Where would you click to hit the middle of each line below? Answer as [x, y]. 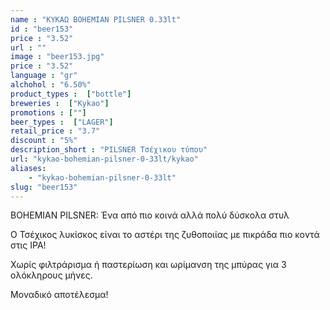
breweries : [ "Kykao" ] [60, 103]
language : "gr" [44, 76]
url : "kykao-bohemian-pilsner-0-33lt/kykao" [104, 159]
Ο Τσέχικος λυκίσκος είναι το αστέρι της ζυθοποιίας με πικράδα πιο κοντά [165, 235]
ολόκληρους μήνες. [51, 275]
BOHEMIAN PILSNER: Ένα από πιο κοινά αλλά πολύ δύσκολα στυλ [150, 215]
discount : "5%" [44, 141]
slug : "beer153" [44, 187]
